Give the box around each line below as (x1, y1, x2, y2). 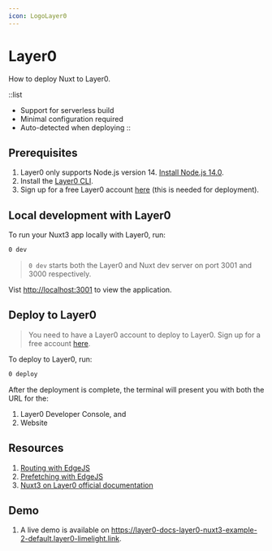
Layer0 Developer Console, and (19, 409, 127, 419)
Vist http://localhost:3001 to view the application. (8, 285, 172, 295)
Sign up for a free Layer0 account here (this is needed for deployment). (19, 184, 260, 195)
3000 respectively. (28, 269, 92, 279)
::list (8, 89, 23, 99)
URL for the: (8, 393, 49, 403)
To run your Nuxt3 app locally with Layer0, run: (8, 230, 166, 240)
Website (19, 418, 49, 427)
